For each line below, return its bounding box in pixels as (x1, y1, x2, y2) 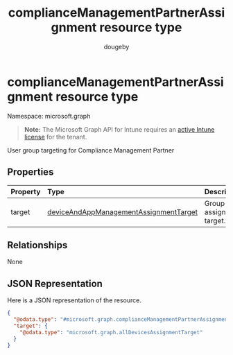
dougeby (103, 42, 130, 51)
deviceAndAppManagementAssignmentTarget (47, 207, 198, 216)
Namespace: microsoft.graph (7, 112, 91, 120)
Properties (7, 166, 54, 178)
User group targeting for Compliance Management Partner (7, 146, 175, 154)
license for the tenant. (24, 132, 87, 141)
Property (10, 187, 41, 196)
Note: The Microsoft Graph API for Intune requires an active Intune (24, 125, 215, 133)
